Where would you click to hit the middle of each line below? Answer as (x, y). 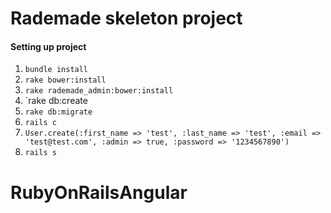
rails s (40, 153)
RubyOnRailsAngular (99, 192)
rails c (40, 123)
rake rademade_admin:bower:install (99, 91)
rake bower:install (65, 80)
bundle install (56, 70)
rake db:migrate (58, 112)
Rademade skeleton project (126, 18)
